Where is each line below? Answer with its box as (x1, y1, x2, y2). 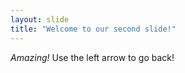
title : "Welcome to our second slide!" (10, 24, 177, 34)
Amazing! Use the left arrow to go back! (10, 51, 175, 63)
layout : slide (10, 14, 70, 25)
